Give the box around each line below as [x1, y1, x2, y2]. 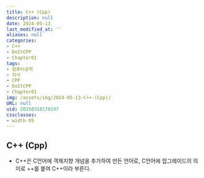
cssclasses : [6, 112, 37, 118]
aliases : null [6, 32, 43, 38]
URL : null [6, 100, 32, 106]
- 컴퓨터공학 [6, 66, 34, 72]
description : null [6, 15, 53, 21]
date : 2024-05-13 [6, 20, 51, 26]
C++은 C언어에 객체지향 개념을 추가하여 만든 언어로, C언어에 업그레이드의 [15, 157, 192, 164]
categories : [6, 37, 37, 44]
